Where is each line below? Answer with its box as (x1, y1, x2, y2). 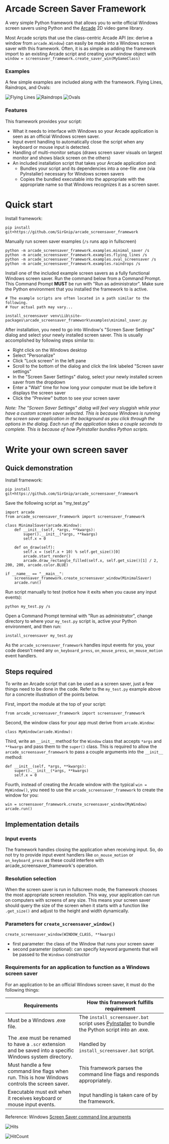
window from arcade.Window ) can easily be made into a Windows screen (5, 40, 155, 46)
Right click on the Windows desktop (12, 347, 87, 353)
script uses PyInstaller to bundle (78, 1020, 155, 1027)
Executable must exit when (8, 1088, 71, 1095)
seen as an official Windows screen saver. (12, 133, 100, 139)
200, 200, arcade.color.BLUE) (5, 562, 69, 568)
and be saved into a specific (8, 1046, 74, 1054)
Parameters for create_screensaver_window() (5, 920, 115, 927)
